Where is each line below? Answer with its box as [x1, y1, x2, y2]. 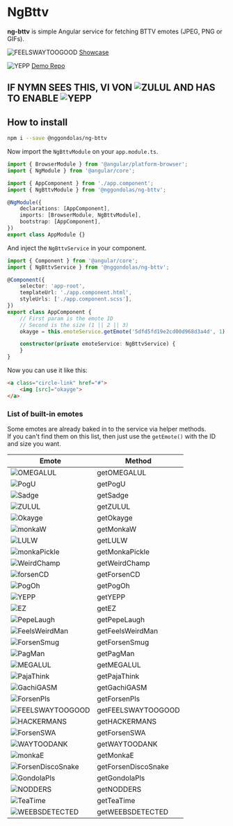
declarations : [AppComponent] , [19, 205, 111, 212]
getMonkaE [97, 750, 134, 760]
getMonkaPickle [97, 547, 150, 557]
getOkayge [97, 513, 134, 523]
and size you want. [7, 439, 61, 447]
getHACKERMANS [97, 716, 157, 726]
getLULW [97, 535, 128, 545]
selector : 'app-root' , [19, 283, 86, 289]
